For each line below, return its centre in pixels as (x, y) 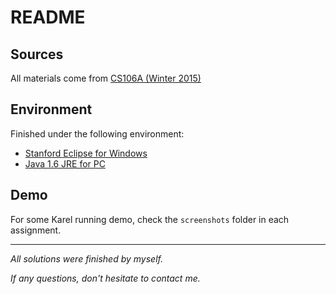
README (48, 17)
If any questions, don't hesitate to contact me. (105, 278)
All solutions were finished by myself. (86, 258)
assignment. (36, 230)
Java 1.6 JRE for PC (65, 163)
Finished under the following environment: (97, 133)
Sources (37, 54)
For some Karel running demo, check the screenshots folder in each (150, 219)
